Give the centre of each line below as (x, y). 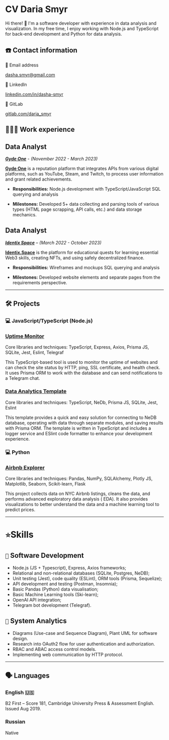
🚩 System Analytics (36, 621)
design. (20, 638)
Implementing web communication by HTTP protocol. (68, 654)
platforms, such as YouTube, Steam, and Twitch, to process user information (84, 174)
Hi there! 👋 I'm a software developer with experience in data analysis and (81, 23)
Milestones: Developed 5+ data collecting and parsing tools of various (86, 204)
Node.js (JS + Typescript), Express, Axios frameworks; (69, 567)
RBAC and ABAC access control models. (54, 649)
